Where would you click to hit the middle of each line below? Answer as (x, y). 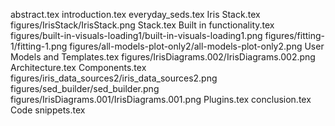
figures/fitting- (294, 35)
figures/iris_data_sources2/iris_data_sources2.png (114, 78)
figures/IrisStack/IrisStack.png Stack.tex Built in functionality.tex (142, 25)
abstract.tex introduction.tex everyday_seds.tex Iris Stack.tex (135, 14)
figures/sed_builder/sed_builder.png (85, 88)
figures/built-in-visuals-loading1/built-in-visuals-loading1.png (136, 35)
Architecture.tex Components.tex (78, 67)
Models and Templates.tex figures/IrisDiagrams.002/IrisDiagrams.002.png (163, 57)
